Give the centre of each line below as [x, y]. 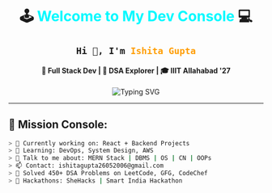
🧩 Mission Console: [58, 125]
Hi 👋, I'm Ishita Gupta [136, 50]
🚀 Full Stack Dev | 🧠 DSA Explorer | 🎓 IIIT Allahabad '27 [136, 71]
